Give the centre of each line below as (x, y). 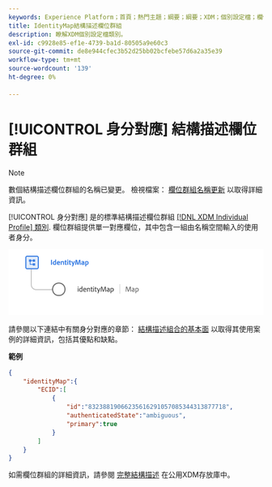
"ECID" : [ (52, 390)
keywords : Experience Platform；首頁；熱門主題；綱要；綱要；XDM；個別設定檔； (133, 17)
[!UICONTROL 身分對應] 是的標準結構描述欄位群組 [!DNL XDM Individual (128, 217)
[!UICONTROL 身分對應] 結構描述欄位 (133, 129)
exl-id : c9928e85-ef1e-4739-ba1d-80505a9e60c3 (88, 43)
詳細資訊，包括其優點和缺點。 (72, 339)
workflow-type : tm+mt (45, 60)
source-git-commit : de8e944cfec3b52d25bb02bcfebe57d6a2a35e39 (115, 52)
